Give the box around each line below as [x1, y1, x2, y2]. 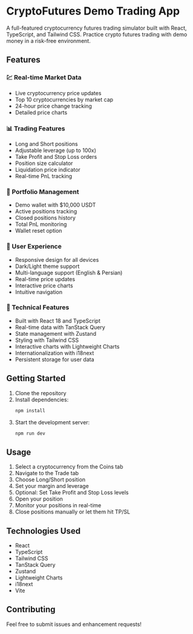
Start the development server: [15, 418, 90, 425]
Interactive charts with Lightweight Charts [15, 342, 120, 350]
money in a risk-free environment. [6, 37, 91, 44]
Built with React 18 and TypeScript [15, 317, 101, 324]
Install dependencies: [15, 396, 69, 403]
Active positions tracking [15, 208, 77, 215]
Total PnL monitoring [15, 221, 67, 228]
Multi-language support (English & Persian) [15, 269, 123, 276]
